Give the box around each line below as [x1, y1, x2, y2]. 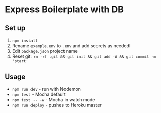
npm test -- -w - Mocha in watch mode [12, 96, 95, 102]
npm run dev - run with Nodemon [12, 86, 81, 92]
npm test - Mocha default [12, 91, 66, 97]
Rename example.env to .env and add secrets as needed [12, 43, 130, 49]
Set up [5, 24, 26, 32]
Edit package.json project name [12, 48, 78, 54]
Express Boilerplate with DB [5, 4, 124, 15]
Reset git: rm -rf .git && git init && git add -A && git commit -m [12, 53, 156, 59]
